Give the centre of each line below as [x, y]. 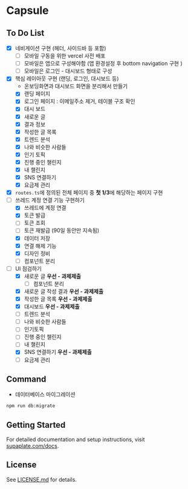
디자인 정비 [37, 253]
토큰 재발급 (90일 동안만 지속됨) [62, 230]
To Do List [25, 33]
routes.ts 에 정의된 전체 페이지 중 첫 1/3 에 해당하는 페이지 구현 [89, 193]
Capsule [28, 11]
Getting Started [36, 425]
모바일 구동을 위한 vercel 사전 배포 [65, 56]
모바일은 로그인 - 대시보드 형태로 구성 [68, 71]
